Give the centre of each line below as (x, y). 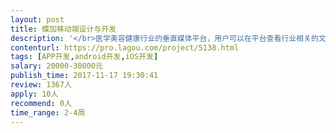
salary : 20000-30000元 (56, 66)
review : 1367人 (41, 85)
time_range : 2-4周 (48, 112)
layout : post (37, 19)
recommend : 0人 (41, 103)
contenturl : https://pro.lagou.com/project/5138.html (125, 47)
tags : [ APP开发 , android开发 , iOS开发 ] (84, 57)
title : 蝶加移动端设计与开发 (63, 29)
